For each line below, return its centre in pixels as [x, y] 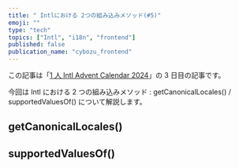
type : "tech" [30, 30]
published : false [37, 45]
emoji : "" [24, 23]
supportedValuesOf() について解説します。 [78, 102]
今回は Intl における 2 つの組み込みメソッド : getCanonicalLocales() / [119, 92]
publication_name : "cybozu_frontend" [70, 52]
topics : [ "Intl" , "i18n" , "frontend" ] [72, 37]
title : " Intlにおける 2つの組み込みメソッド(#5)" [85, 15]
